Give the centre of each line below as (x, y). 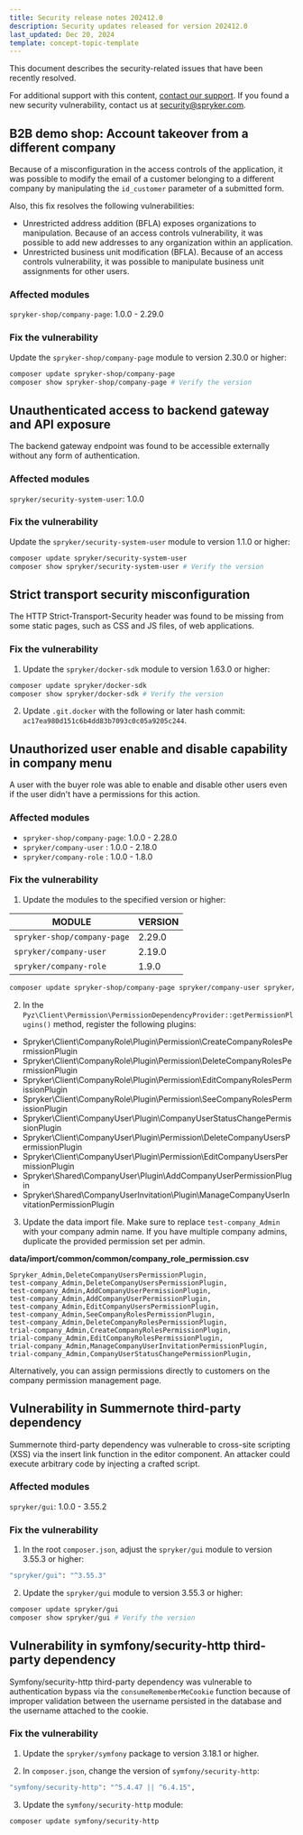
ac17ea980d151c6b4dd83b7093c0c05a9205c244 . (105, 720)
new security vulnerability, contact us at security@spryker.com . (128, 106)
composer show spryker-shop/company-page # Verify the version (131, 382)
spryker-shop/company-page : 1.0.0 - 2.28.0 (100, 837)
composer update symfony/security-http (84, 1821)
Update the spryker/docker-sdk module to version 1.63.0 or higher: (146, 669)
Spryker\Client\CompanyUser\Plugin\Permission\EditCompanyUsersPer (155, 1156)
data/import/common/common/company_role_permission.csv (129, 1258)
